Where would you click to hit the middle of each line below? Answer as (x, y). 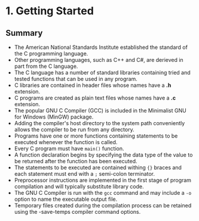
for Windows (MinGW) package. (54, 117)
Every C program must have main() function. (69, 148)
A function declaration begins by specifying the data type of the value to (103, 155)
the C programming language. (51, 54)
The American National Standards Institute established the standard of (101, 47)
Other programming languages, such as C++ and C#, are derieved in (99, 60)
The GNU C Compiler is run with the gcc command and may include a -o (103, 193)
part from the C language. (46, 66)
